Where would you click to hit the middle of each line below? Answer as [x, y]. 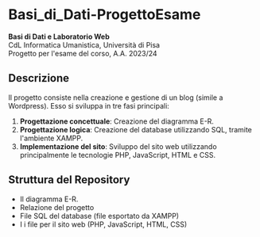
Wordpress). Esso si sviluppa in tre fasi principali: [89, 105]
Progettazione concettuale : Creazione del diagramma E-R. [117, 121]
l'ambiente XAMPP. [51, 138]
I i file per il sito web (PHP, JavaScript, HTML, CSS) [103, 224]
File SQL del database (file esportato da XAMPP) [99, 216]
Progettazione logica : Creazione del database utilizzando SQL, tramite [136, 129]
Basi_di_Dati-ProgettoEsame [105, 15]
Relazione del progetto [57, 207]
